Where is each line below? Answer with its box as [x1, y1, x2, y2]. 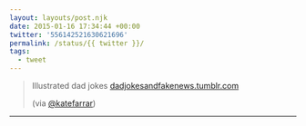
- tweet [17, 55, 47, 64]
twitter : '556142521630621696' [9, 30, 128, 39]
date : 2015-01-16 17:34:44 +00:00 [9, 22, 141, 31]
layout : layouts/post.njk [9, 13, 107, 23]
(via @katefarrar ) [31, 98, 97, 109]
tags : [9, 47, 30, 56]
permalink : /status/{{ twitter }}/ [9, 38, 145, 48]
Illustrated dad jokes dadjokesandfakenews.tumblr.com [31, 81, 240, 91]
